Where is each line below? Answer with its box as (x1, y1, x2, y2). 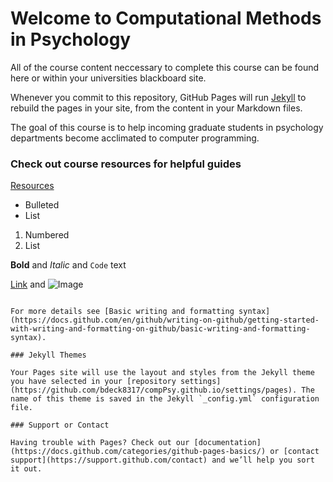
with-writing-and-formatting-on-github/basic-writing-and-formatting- (10, 324, 311, 334)
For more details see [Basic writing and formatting (10, 307, 235, 317)
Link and (10, 278, 46, 291)
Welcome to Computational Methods (10, 7, 322, 30)
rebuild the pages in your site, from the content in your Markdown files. (10, 102, 303, 114)
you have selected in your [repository (10, 377, 177, 387)
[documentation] (193, 438, 262, 448)
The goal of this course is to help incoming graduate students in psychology (10, 121, 324, 133)
